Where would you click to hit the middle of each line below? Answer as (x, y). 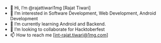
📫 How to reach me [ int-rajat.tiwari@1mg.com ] (59, 35)
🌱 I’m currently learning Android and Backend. (58, 24)
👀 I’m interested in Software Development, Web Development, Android (83, 13)
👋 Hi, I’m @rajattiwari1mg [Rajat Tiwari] (50, 8)
